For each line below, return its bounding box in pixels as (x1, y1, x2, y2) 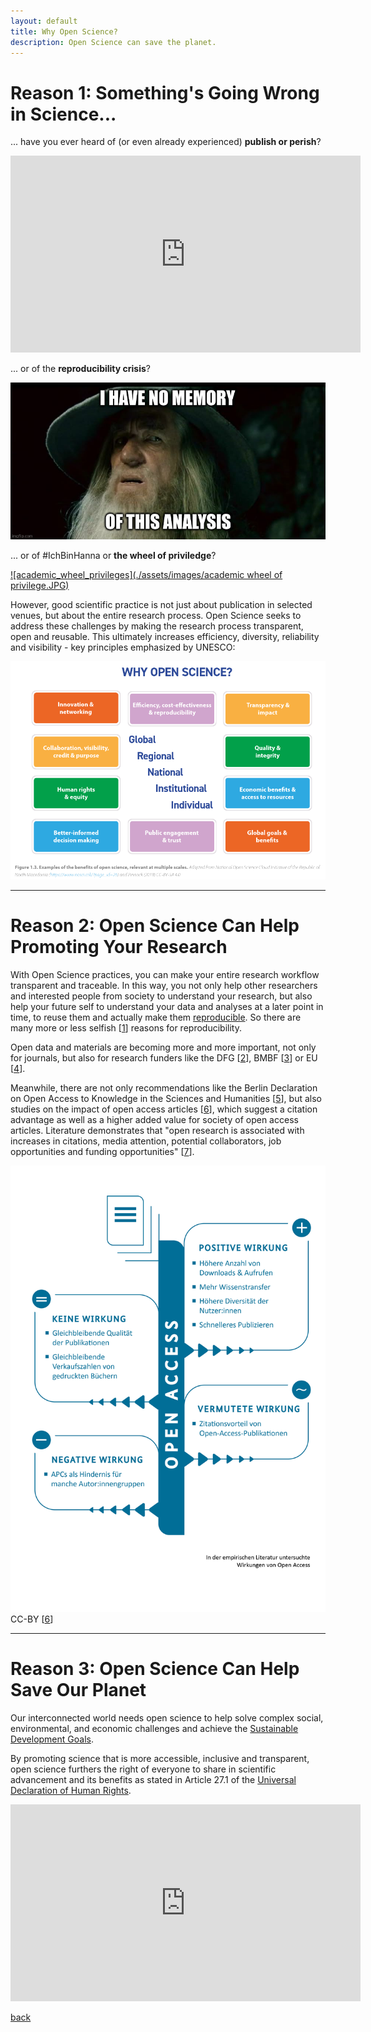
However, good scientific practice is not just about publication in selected (10, 598, 313, 610)
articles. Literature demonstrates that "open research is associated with (10, 1124, 305, 1136)
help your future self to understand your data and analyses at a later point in (10, 1000, 324, 1012)
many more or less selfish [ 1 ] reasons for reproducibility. (10, 1021, 242, 1034)
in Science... (10, 103, 117, 125)
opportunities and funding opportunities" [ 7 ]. (10, 1145, 195, 1157)
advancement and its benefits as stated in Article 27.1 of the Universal (10, 1773, 297, 1785)
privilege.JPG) (10, 579, 70, 591)
